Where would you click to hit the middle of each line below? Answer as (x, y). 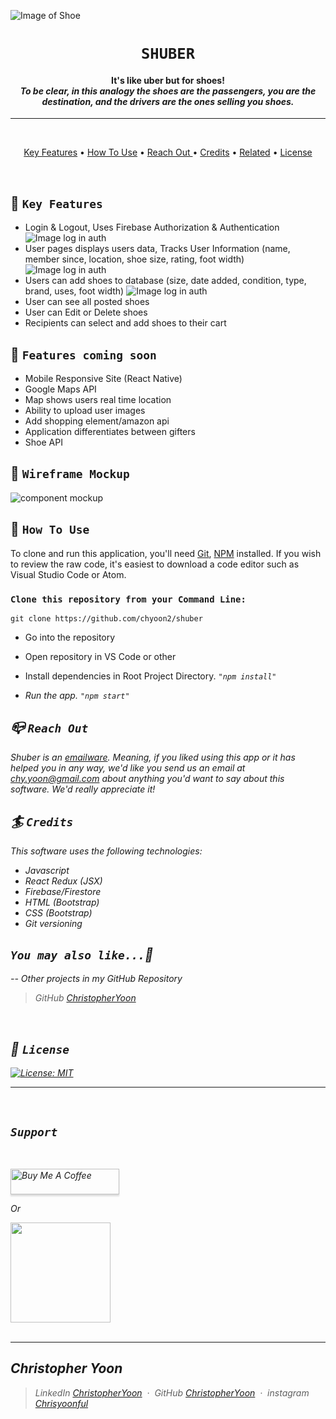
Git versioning (53, 923)
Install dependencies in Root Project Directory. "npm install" (150, 676)
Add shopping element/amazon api (97, 421)
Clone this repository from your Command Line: (128, 599)
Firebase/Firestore (63, 891)
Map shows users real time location (98, 400)
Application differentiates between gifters (110, 432)
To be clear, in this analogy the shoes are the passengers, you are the (168, 91)
